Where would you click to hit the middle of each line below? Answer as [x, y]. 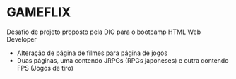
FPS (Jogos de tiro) [45, 68]
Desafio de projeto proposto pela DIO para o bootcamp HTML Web [104, 32]
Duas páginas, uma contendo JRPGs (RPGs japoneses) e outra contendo [123, 60]
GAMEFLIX [39, 12]
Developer [22, 39]
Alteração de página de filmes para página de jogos [92, 53]
